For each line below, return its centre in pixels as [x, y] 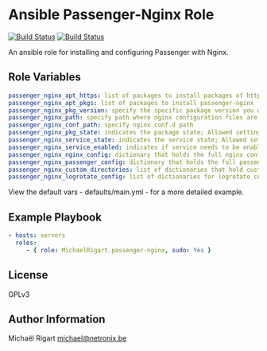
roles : [26, 243]
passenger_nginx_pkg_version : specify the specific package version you [131, 110]
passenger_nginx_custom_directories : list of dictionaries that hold [126, 170]
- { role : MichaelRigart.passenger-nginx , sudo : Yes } [119, 250]
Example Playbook [55, 217]
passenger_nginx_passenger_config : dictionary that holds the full [122, 162]
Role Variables [44, 77]
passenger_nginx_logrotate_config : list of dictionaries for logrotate [129, 177]
